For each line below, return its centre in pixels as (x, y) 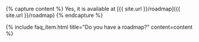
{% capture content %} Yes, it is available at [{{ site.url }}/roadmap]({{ (93, 9)
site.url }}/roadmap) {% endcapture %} (55, 15)
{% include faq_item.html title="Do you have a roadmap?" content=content (99, 27)
